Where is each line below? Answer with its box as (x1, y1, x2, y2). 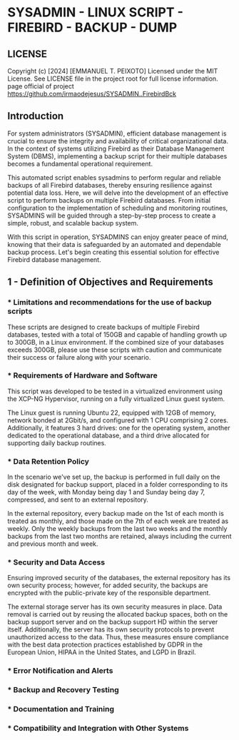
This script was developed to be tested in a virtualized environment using (7, 387, 223, 395)
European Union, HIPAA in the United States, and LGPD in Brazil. (7, 648, 196, 657)
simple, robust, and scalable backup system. (7, 218, 139, 227)
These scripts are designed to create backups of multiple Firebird (7, 323, 200, 331)
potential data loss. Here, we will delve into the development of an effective (7, 188, 229, 197)
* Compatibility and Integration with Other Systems (7, 724, 189, 734)
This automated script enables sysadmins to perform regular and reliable (7, 173, 221, 182)
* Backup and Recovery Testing (7, 685, 119, 695)
